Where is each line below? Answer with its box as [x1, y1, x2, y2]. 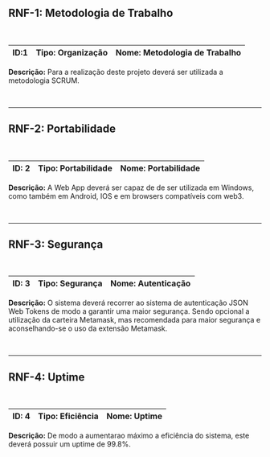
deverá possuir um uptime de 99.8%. [8, 439, 131, 449]
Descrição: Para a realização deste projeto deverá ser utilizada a [8, 67, 223, 76]
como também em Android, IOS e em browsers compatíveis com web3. [8, 191, 244, 200]
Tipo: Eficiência [37, 410, 99, 422]
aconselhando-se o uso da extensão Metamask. [8, 323, 168, 333]
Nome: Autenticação [109, 278, 191, 289]
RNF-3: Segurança [8, 237, 104, 252]
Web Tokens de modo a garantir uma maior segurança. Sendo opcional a [8, 307, 250, 316]
